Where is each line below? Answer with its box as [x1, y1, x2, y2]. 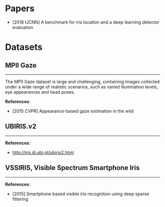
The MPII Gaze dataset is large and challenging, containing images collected [5, 78, 160, 84]
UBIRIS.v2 [5, 122, 37, 130]
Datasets [5, 42, 43, 53]
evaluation [12, 24, 33, 30]
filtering [12, 196, 28, 202]
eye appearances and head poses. [5, 89, 75, 95]
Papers [5, 3, 35, 14]
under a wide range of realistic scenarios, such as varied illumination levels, [5, 84, 158, 90]
